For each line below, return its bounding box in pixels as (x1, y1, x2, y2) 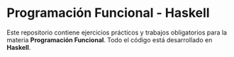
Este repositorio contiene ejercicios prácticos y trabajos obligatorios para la (6, 28, 228, 37)
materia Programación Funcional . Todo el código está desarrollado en (6, 35, 213, 44)
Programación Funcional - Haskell (6, 5, 210, 21)
